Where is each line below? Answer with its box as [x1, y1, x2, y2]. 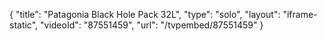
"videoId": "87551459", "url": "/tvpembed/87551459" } [40, 19, 264, 31]
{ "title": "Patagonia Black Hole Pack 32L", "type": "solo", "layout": [9, 9, 281, 20]
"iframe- [282, 9, 318, 20]
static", [9, 19, 39, 31]
